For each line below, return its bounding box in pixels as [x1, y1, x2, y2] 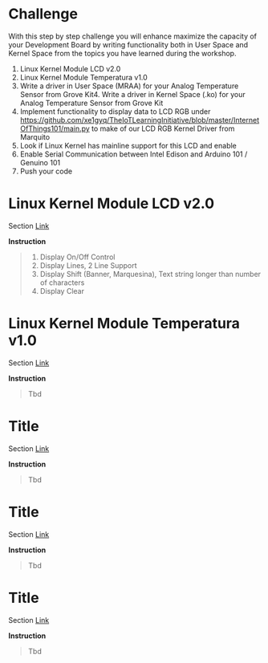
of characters [39, 278, 85, 287]
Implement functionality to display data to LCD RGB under [19, 106, 211, 116]
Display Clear [39, 286, 84, 295]
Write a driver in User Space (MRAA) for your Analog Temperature [19, 81, 239, 91]
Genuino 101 [19, 157, 61, 167]
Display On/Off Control [39, 252, 116, 262]
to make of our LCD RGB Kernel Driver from [91, 124, 235, 133]
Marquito [19, 132, 51, 141]
